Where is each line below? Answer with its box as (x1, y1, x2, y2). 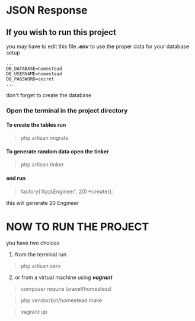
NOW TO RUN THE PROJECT (6, 220, 149, 233)
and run (6, 174, 26, 181)
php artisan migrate (20, 134, 69, 142)
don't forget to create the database (6, 92, 92, 98)
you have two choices (6, 239, 60, 246)
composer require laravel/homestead (20, 285, 111, 293)
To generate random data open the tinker (6, 147, 109, 155)
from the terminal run (14, 251, 67, 258)
